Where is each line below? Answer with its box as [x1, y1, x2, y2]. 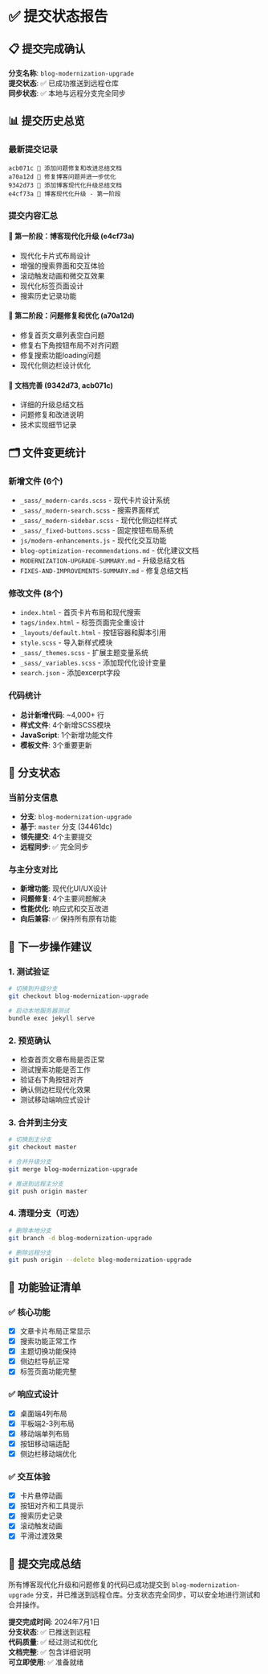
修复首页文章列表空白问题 [19, 331, 105, 340]
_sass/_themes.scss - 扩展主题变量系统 [19, 648, 148, 658]
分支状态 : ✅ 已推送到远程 [8, 1627, 91, 1637]
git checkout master [8, 1144, 78, 1152]
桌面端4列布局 [19, 1408, 67, 1418]
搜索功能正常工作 [19, 1337, 77, 1346]
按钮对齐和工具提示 [19, 1501, 84, 1511]
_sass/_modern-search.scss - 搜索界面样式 [19, 505, 160, 515]
